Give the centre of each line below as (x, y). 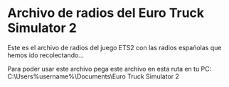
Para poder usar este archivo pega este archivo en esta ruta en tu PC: (110, 69)
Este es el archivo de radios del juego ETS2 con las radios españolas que (114, 47)
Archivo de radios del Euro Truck (106, 13)
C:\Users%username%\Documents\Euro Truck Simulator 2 (94, 76)
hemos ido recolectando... (46, 55)
